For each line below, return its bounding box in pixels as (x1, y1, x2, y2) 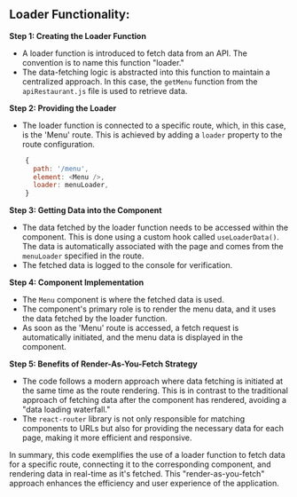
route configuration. (21, 138, 95, 149)
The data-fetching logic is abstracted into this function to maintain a (21, 67, 270, 77)
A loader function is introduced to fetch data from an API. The (21, 48, 248, 59)
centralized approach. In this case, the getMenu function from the (21, 75, 258, 87)
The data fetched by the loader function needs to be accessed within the (21, 222, 289, 233)
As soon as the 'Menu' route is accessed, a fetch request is (21, 323, 239, 334)
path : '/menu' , (32, 164, 90, 173)
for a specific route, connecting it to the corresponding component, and (9, 459, 272, 469)
